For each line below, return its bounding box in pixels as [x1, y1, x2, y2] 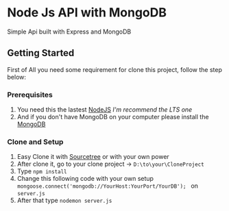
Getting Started [7, 47, 75, 59]
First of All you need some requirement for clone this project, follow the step [7, 65, 223, 73]
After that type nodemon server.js [16, 197, 112, 205]
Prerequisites [7, 90, 53, 99]
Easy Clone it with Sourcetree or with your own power [16, 153, 169, 161]
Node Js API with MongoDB [7, 5, 167, 21]
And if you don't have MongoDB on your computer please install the [16, 113, 209, 121]
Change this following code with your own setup [16, 175, 154, 183]
